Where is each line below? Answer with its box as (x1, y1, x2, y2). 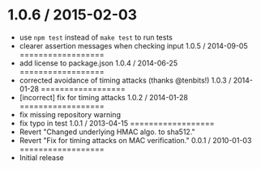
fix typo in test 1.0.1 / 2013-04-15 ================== (19, 118, 216, 128)
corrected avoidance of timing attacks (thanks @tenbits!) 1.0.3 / (19, 75, 232, 85)
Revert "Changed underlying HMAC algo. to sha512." (19, 127, 195, 137)
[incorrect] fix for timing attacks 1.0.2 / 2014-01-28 (19, 92, 188, 102)
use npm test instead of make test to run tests (19, 32, 173, 42)
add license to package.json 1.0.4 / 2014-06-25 (19, 58, 178, 68)
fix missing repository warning (19, 109, 121, 119)
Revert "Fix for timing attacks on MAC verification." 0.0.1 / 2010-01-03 (19, 135, 252, 145)
